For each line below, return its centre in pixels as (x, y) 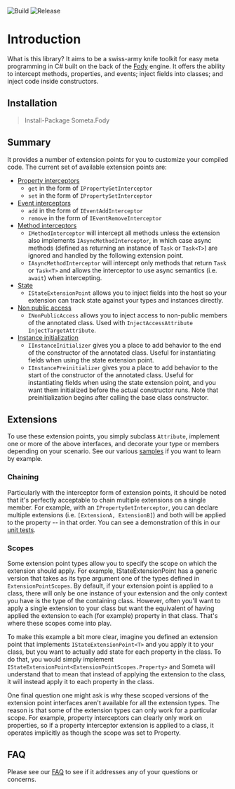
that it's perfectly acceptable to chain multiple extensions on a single (107, 500)
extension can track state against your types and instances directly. (126, 300)
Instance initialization (48, 337)
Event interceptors (44, 203)
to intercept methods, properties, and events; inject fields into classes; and (115, 73)
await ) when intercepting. (65, 277)
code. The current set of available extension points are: (87, 167)
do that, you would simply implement (61, 659)
